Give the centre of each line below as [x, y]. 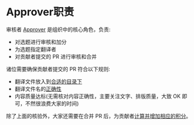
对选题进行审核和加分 [40, 42]
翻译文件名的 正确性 [38, 89]
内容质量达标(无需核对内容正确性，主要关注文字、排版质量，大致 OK [98, 96]
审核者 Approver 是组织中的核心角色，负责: [58, 29]
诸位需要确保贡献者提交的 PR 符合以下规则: [58, 69]
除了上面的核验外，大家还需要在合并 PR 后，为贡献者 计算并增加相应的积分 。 [99, 116]
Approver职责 [40, 12]
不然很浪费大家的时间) [52, 103]
